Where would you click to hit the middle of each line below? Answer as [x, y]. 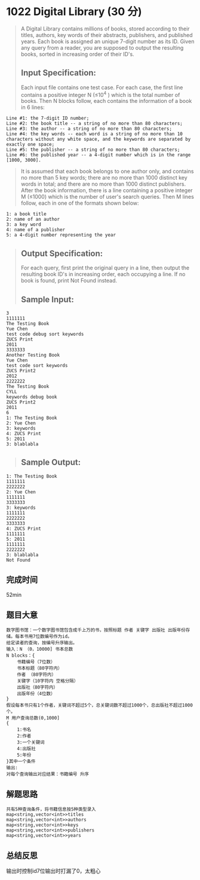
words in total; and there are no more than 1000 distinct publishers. [103, 184]
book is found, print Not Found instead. [69, 281]
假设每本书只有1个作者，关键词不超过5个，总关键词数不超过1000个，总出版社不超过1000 [99, 705]
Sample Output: [51, 462]
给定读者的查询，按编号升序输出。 [42, 643]
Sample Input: [47, 299]
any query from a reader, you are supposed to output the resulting [102, 47]
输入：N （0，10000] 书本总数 [40, 650]
